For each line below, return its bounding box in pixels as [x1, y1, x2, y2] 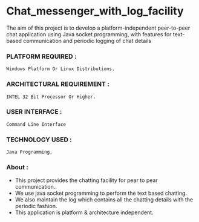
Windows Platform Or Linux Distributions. [6, 66, 115, 72]
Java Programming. [6, 149, 53, 155]
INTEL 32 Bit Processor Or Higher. [6, 94, 96, 100]
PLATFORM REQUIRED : [6, 52, 77, 60]
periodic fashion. [15, 203, 57, 210]
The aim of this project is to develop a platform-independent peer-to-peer [6, 24, 191, 31]
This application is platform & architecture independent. [15, 209, 154, 216]
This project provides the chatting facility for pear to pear [15, 177, 158, 184]
